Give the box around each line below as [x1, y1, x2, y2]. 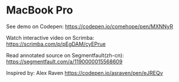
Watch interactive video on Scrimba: [6, 34, 95, 41]
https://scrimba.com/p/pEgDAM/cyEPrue [6, 40, 106, 47]
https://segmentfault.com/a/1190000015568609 [6, 58, 123, 65]
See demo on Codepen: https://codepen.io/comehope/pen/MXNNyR [6, 23, 173, 30]
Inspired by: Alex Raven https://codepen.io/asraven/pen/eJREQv [6, 69, 164, 76]
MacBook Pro [6, 4, 73, 17]
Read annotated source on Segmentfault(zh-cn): [6, 52, 124, 59]
